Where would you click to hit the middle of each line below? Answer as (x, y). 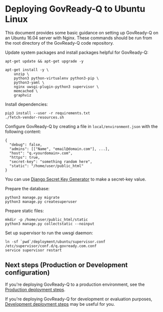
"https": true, (25, 157)
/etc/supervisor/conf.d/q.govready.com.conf (51, 246)
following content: (23, 131)
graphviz (23, 95)
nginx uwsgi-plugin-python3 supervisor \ (56, 87)
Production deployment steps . (35, 289)
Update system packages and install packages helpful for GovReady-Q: (77, 52)
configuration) (27, 273)
